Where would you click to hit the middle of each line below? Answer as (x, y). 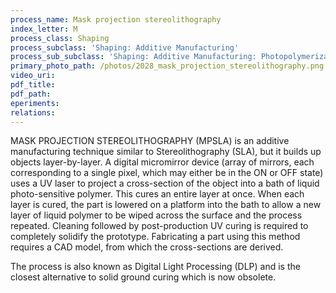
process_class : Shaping (60, 38)
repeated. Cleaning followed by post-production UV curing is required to (159, 226)
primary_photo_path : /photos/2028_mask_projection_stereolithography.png (167, 66)
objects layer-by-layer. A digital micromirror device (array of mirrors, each (162, 162)
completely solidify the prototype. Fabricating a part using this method (155, 237)
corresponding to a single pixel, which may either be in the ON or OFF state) (167, 173)
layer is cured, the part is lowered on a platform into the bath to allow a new (166, 205)
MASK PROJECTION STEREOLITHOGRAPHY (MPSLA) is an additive (150, 141)
